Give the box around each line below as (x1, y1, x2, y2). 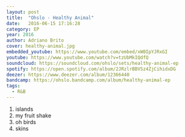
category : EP (6, 26, 40, 32)
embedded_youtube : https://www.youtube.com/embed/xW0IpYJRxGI (6, 49, 168, 55)
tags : (6, 83, 20, 89)
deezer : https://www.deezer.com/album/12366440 (6, 72, 130, 78)
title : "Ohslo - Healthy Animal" (6, 15, 95, 21)
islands (15, 105, 34, 113)
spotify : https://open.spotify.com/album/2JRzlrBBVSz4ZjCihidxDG (6, 65, 176, 72)
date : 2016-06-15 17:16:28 (6, 20, 81, 26)
